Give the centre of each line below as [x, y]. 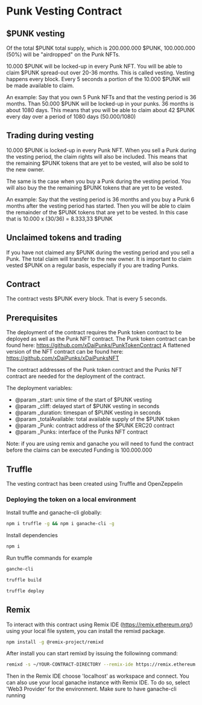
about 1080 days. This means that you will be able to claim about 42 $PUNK [100, 110]
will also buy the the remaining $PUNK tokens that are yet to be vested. [95, 187]
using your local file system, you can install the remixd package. [86, 631]
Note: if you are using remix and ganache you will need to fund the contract [100, 444]
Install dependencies [32, 535]
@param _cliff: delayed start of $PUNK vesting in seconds [87, 406]
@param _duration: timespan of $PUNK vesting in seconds [88, 412]
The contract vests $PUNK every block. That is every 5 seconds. [87, 299]
